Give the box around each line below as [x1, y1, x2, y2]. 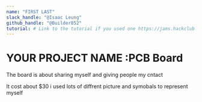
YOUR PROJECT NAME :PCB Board [6, 52, 183, 65]
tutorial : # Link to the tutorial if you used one [6, 25, 136, 32]
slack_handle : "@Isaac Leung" [6, 14, 82, 20]
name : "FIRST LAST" [6, 8, 55, 15]
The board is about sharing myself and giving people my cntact [6, 71, 164, 79]
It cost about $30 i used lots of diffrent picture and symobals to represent [6, 83, 188, 90]
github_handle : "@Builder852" [6, 20, 82, 26]
